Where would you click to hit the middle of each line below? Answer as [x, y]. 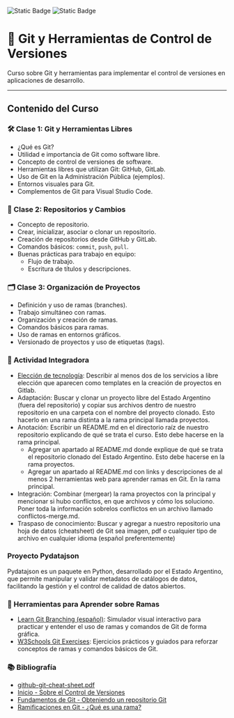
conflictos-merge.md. [48, 516]
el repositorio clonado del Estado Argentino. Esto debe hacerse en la [126, 457]
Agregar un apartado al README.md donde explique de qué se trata [125, 449]
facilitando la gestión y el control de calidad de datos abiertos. [96, 586]
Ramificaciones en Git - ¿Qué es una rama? [79, 708]
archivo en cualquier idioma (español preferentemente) [96, 538]
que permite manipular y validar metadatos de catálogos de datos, [102, 579]
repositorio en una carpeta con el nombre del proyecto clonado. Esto [116, 412]
